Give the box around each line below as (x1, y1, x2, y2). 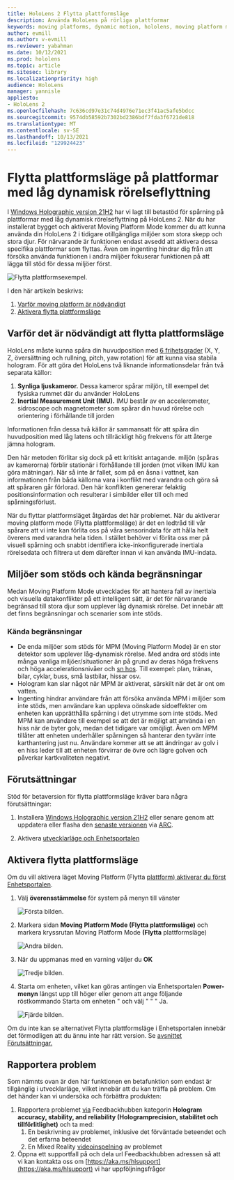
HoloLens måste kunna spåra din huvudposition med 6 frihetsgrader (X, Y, (7, 346, 221, 354)
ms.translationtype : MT (7, 120, 77, 128)
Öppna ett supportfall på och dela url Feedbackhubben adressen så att (17, 1150, 221, 1158)
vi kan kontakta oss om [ (17, 1158, 88, 1166)
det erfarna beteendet (27, 1135, 91, 1144)
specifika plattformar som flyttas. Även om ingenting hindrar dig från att (7, 245, 212, 253)
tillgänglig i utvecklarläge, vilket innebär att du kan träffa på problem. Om (7, 1085, 216, 1093)
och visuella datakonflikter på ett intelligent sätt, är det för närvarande (7, 594, 208, 603)
